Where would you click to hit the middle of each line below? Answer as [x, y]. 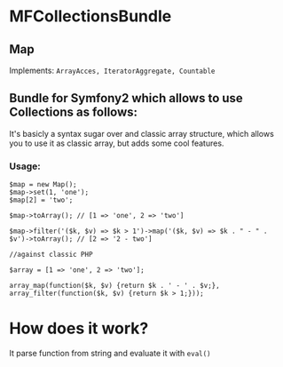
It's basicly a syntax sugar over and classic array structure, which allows [142, 133]
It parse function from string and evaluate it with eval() [110, 354]
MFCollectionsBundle [90, 16]
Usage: [25, 166]
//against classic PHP [51, 255]
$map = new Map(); [43, 185]
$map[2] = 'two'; [41, 200]
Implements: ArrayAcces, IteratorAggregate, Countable [112, 70]
